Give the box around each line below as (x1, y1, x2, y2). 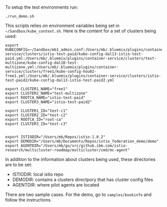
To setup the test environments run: (5, 4, 79, 10)
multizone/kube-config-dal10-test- (5, 60, 79, 65)
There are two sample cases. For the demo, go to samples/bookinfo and (5, 192, 152, 198)
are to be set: (5, 162, 32, 168)
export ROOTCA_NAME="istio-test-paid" (5, 95, 85, 100)
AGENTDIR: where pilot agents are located (12, 182, 99, 188)
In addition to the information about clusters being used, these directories (5, 157, 156, 162)
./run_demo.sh (5, 14, 35, 19)
